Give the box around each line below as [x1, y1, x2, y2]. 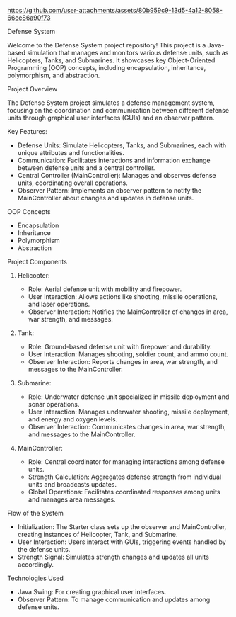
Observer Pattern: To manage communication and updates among [17, 595, 211, 604]
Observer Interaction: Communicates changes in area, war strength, [28, 423, 226, 431]
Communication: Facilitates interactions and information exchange [17, 156, 211, 164]
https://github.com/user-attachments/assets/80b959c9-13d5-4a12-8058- [7, 6, 223, 14]
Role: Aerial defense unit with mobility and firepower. [28, 285, 182, 293]
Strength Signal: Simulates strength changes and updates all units [17, 553, 210, 561]
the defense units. [17, 545, 71, 553]
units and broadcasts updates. [28, 480, 117, 488]
